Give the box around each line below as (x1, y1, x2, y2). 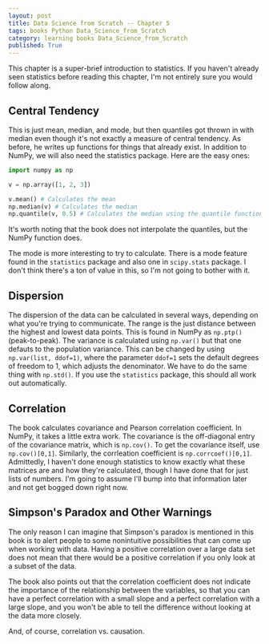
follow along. (8, 81, 51, 91)
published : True (8, 42, 62, 50)
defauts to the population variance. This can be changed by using (8, 344, 226, 354)
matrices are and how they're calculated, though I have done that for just (8, 465, 248, 475)
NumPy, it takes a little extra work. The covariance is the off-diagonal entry (8, 431, 255, 441)
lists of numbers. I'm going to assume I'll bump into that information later (8, 474, 248, 484)
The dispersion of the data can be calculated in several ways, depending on (8, 310, 259, 320)
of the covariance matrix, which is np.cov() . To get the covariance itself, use (8, 439, 260, 449)
